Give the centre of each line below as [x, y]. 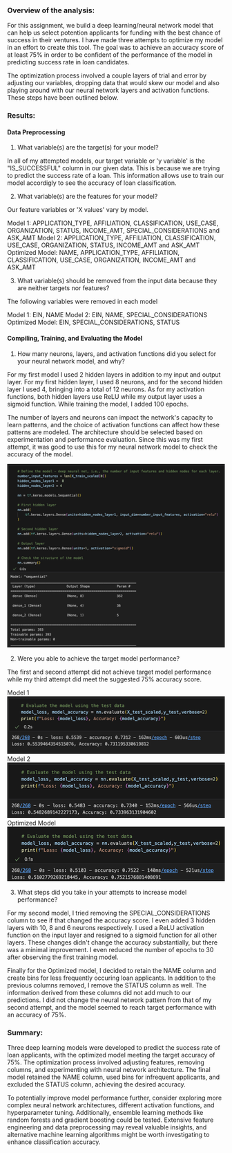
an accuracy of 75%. [37, 1015]
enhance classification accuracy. [54, 1142]
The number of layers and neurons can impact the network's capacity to [110, 417]
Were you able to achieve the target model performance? [98, 659]
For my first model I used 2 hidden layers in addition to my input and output [114, 374]
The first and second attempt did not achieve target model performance [109, 672]
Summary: [25, 1033]
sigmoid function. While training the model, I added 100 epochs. [98, 404]
